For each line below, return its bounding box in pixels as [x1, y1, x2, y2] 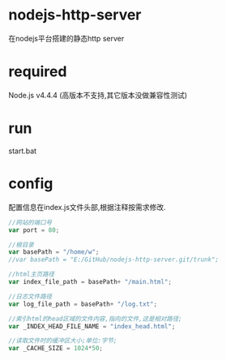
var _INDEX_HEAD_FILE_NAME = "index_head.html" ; [8, 322, 176, 330]
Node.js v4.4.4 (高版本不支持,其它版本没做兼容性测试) [8, 90, 188, 100]
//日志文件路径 [8, 292, 53, 301]
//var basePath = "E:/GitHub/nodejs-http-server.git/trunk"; [8, 255, 220, 264]
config [8, 174, 53, 192]
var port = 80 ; [8, 225, 60, 234]
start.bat [8, 146, 37, 156]
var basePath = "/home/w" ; [8, 248, 100, 256]
